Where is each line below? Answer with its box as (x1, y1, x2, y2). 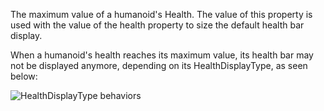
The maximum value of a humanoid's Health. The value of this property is (10, 9, 313, 20)
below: (10, 70, 38, 82)
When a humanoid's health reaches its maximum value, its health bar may (10, 49, 314, 61)
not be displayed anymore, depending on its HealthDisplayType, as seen (10, 60, 308, 71)
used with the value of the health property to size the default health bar (10, 19, 305, 31)
